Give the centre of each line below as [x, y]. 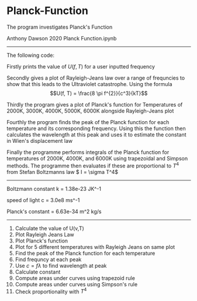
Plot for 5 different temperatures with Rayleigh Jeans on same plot [95, 247]
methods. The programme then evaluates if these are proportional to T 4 [93, 165]
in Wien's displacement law [40, 141]
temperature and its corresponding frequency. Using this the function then [96, 128]
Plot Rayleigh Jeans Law [45, 234]
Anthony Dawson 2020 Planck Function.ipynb [62, 38]
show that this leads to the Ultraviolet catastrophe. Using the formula [89, 84]
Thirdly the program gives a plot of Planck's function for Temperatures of [95, 104]
